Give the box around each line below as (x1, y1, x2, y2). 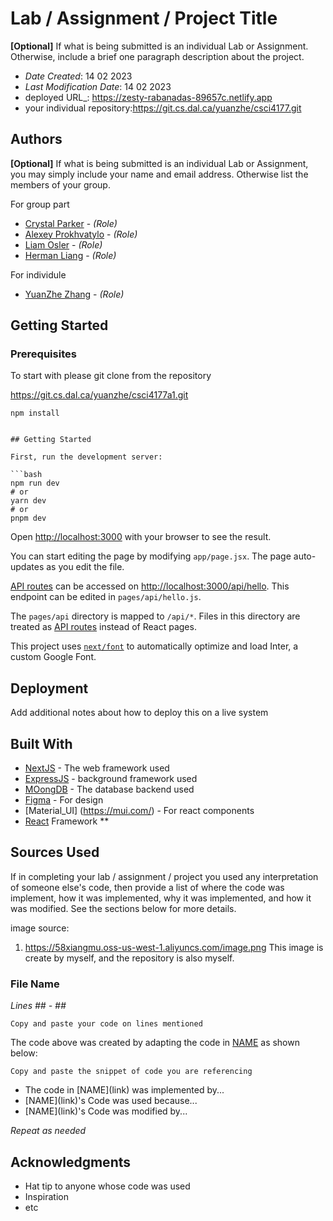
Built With (10, 735, 73, 752)
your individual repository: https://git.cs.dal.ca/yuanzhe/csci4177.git (24, 102, 302, 114)
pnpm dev (10, 513, 47, 524)
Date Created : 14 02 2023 (24, 70, 133, 82)
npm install (10, 408, 60, 419)
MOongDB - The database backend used (24, 783, 195, 796)
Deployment (10, 680, 89, 697)
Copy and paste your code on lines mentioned (10, 1019, 203, 1029)
